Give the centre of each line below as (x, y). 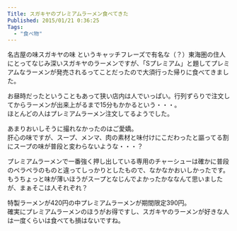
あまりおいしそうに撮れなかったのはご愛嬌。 (73, 129)
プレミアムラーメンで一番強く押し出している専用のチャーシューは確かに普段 (118, 161)
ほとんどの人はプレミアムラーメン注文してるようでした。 (90, 114)
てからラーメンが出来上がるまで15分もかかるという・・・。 (94, 105)
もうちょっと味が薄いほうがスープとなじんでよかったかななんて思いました (115, 179)
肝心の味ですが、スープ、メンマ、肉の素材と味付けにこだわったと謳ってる (115, 138)
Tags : (15, 27)
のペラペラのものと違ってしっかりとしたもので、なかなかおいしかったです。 (118, 170)
